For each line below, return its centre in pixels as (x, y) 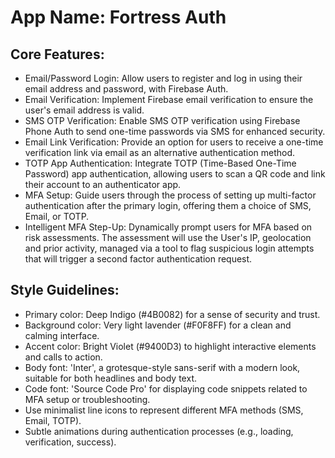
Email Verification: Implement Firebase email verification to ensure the (169, 99)
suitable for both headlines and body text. (110, 378)
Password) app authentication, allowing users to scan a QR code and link (175, 174)
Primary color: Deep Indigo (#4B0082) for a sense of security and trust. (172, 314)
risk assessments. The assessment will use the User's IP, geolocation (168, 237)
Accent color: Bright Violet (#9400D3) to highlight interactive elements (170, 346)
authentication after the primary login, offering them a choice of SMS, (168, 205)
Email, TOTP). (53, 420)
